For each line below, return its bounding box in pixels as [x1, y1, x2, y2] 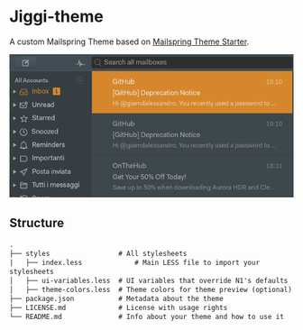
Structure [9, 215, 65, 231]
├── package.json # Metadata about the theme [9, 294, 224, 303]
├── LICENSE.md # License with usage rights [9, 303, 228, 312]
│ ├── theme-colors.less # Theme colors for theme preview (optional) [9, 285, 293, 294]
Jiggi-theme [9, 6, 104, 27]
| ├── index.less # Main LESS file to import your [9, 258, 260, 267]
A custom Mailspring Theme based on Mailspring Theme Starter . [9, 36, 250, 47]
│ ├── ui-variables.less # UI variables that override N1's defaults [9, 276, 289, 285]
